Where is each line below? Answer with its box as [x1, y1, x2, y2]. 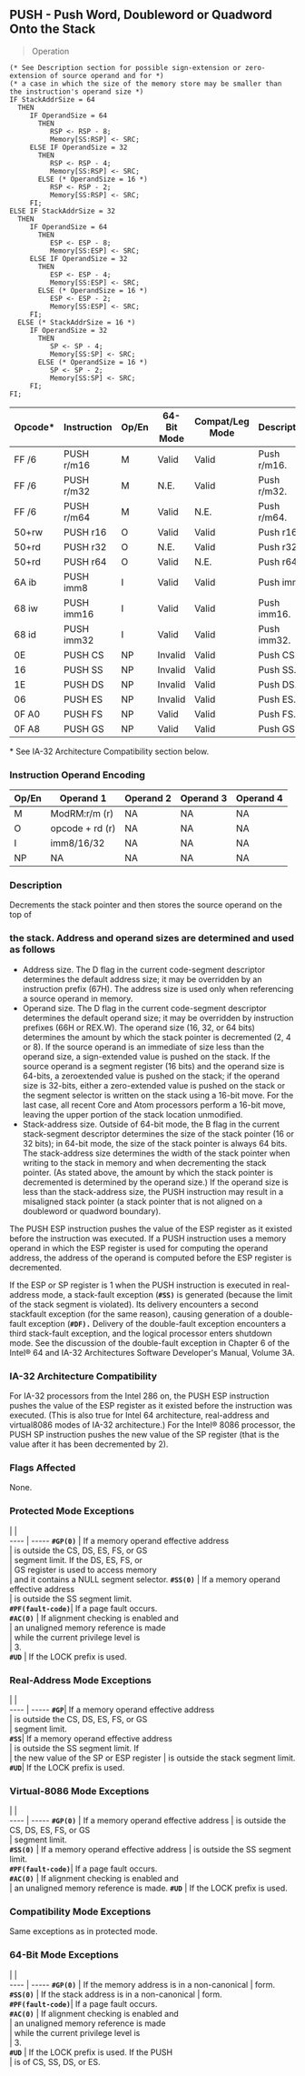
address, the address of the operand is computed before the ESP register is [9, 1252, 292, 1263]
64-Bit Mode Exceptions [9, 1949, 120, 1961]
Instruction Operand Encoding [9, 768, 145, 781]
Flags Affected [9, 1461, 76, 1474]
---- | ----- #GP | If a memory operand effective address [9, 1704, 215, 1715]
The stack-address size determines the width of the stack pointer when [22, 1148, 290, 1158]
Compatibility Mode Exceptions [9, 1905, 152, 1918]
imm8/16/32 [50, 837, 105, 849]
